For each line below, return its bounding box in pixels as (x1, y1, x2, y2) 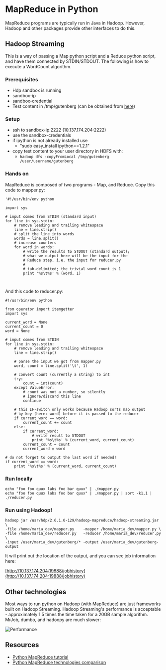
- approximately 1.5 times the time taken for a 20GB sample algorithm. (5, 612, 148, 618)
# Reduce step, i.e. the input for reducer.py (23, 258, 121, 263)
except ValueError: (14, 385, 55, 390)
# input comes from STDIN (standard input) (5, 214, 97, 219)
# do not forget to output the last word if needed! (5, 455, 117, 460)
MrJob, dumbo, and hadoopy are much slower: (5, 617, 101, 623)
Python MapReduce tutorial (12, 654, 69, 660)
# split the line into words (14, 231, 75, 236)
